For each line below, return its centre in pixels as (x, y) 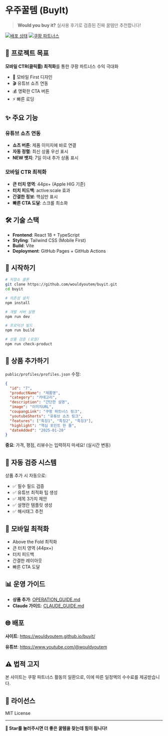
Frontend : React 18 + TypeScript (46, 235)
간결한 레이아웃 (27, 560)
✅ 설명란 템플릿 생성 (32, 505)
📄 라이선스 (20, 701)
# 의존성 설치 (17, 298)
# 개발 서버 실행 (20, 312)
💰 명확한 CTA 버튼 (31, 91)
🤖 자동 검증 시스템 (31, 462)
